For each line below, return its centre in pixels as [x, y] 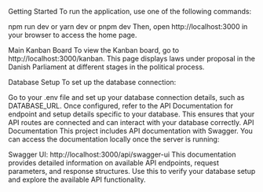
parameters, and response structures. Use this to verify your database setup [132, 171]
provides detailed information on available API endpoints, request [114, 163]
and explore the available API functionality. [77, 179]
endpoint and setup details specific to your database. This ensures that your [131, 114]
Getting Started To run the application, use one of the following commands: [130, 11]
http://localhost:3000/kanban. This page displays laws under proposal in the [131, 59]
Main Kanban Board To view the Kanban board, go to [93, 50]
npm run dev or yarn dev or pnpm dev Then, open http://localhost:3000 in [128, 26]
